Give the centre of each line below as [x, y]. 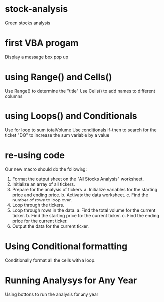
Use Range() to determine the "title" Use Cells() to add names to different [80, 91]
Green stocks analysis [28, 23]
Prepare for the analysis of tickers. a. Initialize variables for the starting [85, 189]
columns [14, 96]
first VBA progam [42, 43]
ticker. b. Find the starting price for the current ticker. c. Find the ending [85, 215]
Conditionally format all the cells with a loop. [50, 260]
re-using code [35, 155]
